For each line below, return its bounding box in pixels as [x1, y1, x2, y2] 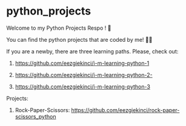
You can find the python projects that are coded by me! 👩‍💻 [6, 36, 153, 43]
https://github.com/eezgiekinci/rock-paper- [71, 106, 180, 113]
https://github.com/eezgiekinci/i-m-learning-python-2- [15, 71, 153, 78]
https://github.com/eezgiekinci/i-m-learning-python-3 [15, 83, 150, 90]
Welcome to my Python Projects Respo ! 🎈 [6, 24, 111, 31]
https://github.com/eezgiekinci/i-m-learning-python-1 [15, 59, 150, 67]
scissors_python [15, 113, 56, 120]
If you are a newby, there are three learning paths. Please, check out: [6, 47, 179, 55]
